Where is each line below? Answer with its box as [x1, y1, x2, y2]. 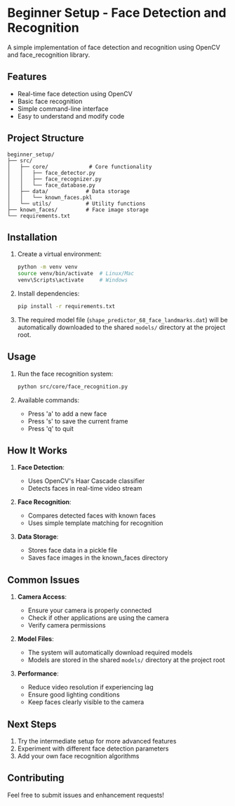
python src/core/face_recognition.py [17, 383, 128, 390]
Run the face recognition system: [17, 369, 114, 378]
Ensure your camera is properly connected [27, 606, 152, 615]
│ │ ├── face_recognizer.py [7, 176, 102, 183]
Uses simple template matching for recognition [27, 519, 163, 527]
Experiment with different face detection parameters [17, 744, 169, 753]
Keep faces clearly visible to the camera [27, 698, 145, 706]
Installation [7, 231, 58, 243]
